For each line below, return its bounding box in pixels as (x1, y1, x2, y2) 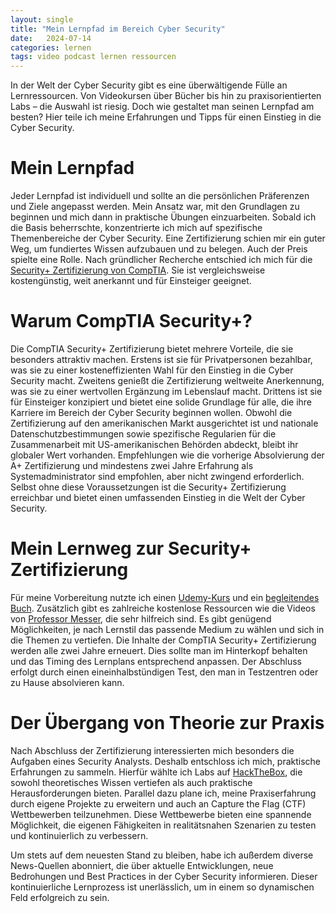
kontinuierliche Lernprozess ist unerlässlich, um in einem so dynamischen (10, 881, 315, 893)
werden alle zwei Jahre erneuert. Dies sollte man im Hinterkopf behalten (10, 644, 308, 656)
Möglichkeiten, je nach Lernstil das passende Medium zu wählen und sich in (10, 623, 325, 635)
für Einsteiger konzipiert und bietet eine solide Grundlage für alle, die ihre (10, 396, 312, 408)
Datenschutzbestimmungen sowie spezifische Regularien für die (10, 428, 277, 440)
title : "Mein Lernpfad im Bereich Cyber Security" (10, 24, 226, 34)
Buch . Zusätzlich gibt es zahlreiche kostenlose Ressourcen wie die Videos (10, 602, 316, 614)
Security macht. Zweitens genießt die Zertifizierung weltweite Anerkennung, (10, 375, 325, 386)
